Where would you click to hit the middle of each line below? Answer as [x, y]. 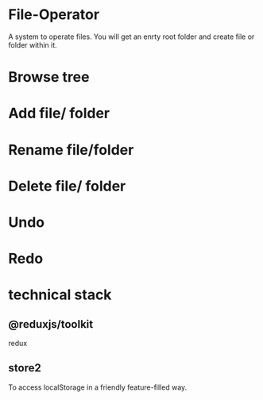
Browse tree [49, 77]
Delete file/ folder [67, 186]
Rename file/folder [71, 150]
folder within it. [33, 44]
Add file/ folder [59, 113]
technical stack [60, 295]
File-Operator [54, 15]
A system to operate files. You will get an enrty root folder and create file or [131, 37]
